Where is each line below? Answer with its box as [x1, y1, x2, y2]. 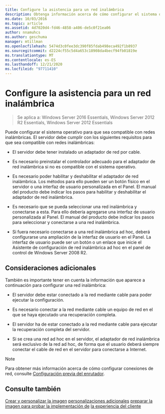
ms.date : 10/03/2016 [5, 16, 48, 21]
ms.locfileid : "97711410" [5, 67, 58, 72]
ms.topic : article [5, 21, 43, 26]
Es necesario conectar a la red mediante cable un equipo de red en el [12, 306, 153, 312]
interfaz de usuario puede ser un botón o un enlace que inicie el [12, 239, 142, 245]
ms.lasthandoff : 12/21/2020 [5, 62, 63, 67]
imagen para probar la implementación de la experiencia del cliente [5, 403, 141, 409]
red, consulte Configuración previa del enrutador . [5, 370, 105, 376]
